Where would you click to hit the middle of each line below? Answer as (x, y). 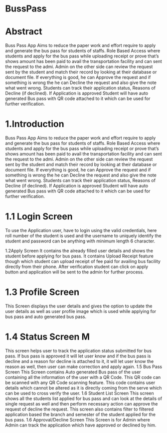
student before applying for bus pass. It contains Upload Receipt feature (79, 256)
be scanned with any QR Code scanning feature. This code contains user (80, 382)
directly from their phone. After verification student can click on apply (77, 266)
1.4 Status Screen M (48, 337)
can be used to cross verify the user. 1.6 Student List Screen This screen (80, 393)
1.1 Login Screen (39, 217)
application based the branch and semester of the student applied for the (81, 414)
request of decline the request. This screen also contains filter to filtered (80, 409)
